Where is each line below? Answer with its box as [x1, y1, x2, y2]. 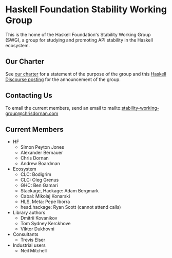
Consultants [12, 231, 39, 237]
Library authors [12, 209, 46, 216]
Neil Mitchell [20, 248, 47, 254]
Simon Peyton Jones [20, 144, 64, 150]
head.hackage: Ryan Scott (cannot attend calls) [20, 204, 121, 210]
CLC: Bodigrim [20, 171, 51, 177]
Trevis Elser [20, 237, 45, 243]
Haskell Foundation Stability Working [5, 4, 167, 15]
